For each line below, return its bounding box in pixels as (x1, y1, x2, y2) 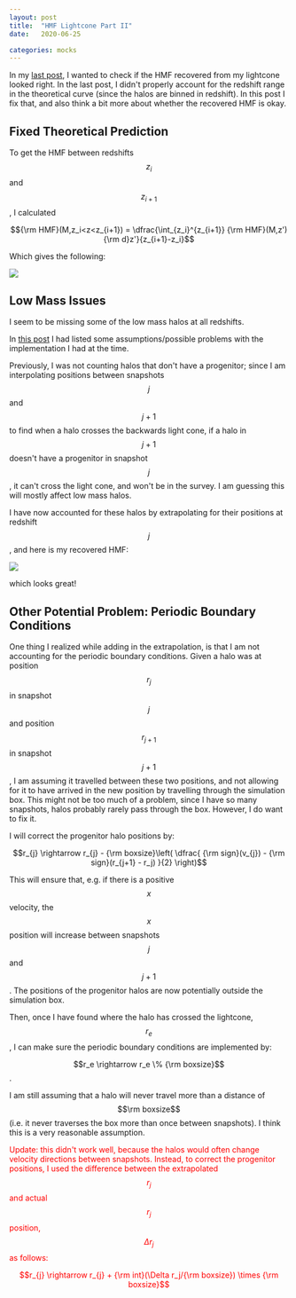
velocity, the (9, 901, 55, 912)
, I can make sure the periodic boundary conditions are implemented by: (9, 1042, 272, 1052)
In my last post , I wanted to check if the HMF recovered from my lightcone (9, 70, 281, 81)
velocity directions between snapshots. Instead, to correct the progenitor (9, 1153, 277, 1164)
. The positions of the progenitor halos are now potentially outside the (9, 985, 264, 995)
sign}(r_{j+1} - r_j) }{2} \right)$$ (90, 857, 207, 868)
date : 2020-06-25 (9, 29, 82, 38)
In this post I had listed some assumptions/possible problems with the (9, 334, 264, 344)
